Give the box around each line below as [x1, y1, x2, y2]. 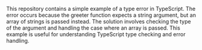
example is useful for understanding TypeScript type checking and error [6, 31, 186, 38]
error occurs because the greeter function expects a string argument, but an [6, 11, 196, 19]
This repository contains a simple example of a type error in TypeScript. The [6, 5, 196, 12]
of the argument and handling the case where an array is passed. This [6, 24, 181, 31]
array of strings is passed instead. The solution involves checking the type [6, 18, 191, 25]
